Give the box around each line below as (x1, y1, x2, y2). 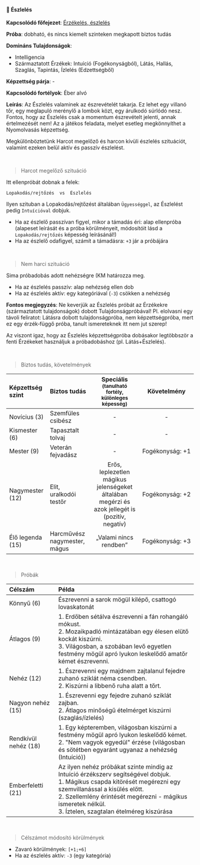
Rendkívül (9, 735, 37, 743)
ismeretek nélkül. (58, 800, 106, 808)
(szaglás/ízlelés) (58, 714, 105, 722)
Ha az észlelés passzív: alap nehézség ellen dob (14, 284, 134, 291)
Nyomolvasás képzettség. (6, 126, 70, 133)
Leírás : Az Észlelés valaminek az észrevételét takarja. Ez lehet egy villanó (6, 101, 187, 108)
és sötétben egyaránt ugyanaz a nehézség (58, 745, 177, 754)
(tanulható (102, 383, 127, 390)
